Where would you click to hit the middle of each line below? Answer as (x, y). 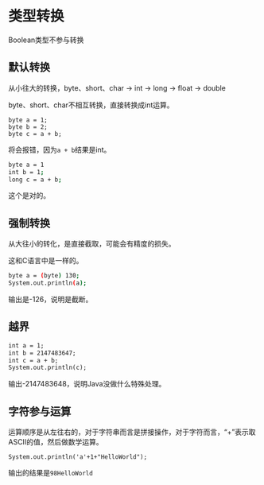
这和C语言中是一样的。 (46, 261)
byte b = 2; (28, 127)
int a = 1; (26, 345)
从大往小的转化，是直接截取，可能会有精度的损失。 (92, 244)
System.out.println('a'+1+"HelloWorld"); (78, 457)
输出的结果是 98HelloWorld (50, 473)
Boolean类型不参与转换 (46, 40)
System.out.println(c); (48, 368)
